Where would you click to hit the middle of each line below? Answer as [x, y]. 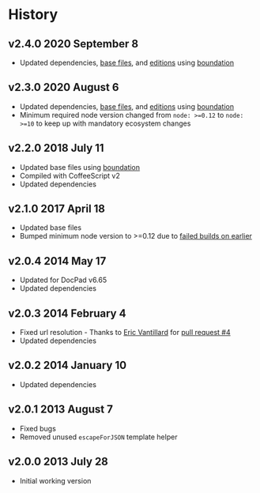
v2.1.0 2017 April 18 [57, 209]
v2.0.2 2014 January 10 [68, 365]
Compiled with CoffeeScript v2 [70, 175]
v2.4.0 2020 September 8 [73, 44]
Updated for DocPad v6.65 [63, 280]
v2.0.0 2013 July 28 [58, 462]
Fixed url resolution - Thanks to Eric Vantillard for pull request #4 [125, 333]
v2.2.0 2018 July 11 [56, 148]
